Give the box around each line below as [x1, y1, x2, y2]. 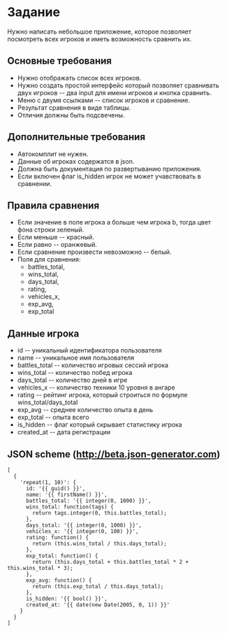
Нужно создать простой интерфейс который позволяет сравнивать [17, 81, 219, 90]
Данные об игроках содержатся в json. [17, 157, 135, 165]
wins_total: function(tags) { [25, 504, 114, 511]
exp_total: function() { [25, 553, 98, 560]
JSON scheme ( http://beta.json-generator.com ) [7, 448, 221, 460]
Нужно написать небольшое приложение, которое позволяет [7, 27, 192, 36]
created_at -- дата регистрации [17, 428, 111, 436]
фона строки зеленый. [17, 225, 85, 234]
